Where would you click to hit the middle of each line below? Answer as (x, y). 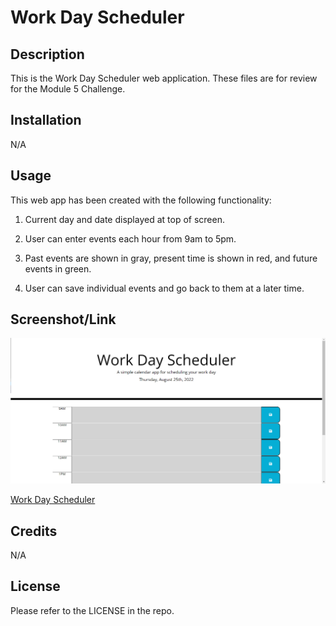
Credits (34, 531)
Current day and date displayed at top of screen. (124, 219)
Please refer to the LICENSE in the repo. (92, 610)
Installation (46, 120)
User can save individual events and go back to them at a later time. (164, 288)
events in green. (58, 268)
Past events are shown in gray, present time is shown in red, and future (171, 258)
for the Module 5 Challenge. (68, 89)
